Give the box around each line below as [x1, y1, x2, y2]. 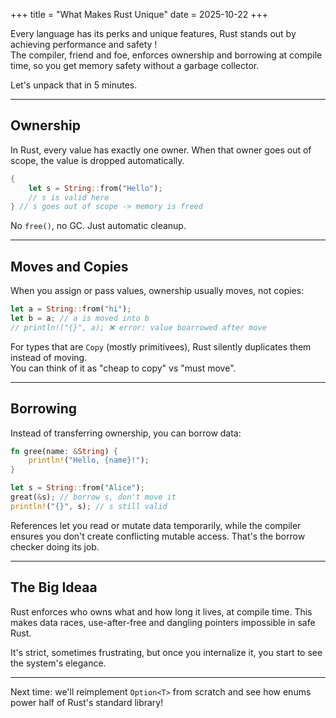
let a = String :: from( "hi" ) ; [10, 304, 132, 314]
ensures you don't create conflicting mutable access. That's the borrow [10, 530, 306, 542]
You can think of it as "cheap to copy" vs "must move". [10, 362, 237, 374]
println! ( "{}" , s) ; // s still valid [10, 501, 168, 511]
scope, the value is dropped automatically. [10, 154, 185, 166]
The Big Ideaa [10, 579, 98, 596]
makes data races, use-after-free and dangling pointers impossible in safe [10, 616, 316, 628]
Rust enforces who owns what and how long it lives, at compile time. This [10, 605, 313, 618]
